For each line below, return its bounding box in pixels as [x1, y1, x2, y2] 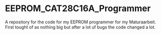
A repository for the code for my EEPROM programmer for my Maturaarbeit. [5, 19, 156, 25]
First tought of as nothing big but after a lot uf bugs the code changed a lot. [5, 24, 156, 30]
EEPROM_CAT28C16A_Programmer [5, 3, 151, 14]
